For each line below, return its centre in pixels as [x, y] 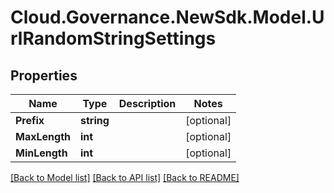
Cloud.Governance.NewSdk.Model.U [167, 17]
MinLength [41, 153]
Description [147, 103]
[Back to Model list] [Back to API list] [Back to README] [125, 177]
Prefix [30, 120]
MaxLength [43, 136]
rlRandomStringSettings [113, 38]
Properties [44, 75]
